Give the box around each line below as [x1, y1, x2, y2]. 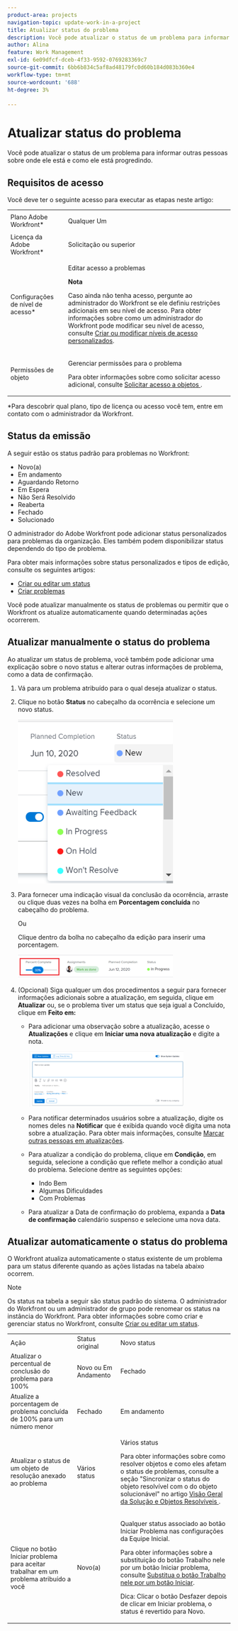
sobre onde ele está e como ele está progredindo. [7, 156, 154, 165]
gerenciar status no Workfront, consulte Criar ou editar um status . [7, 1320, 200, 1328]
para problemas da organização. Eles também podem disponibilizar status [7, 536, 224, 545]
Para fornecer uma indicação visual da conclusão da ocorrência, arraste [17, 890, 229, 898]
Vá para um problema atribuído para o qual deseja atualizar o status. [17, 684, 217, 692]
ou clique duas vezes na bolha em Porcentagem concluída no [17, 898, 200, 906]
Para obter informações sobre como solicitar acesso [68, 372, 221, 381]
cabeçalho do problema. [17, 905, 89, 914]
